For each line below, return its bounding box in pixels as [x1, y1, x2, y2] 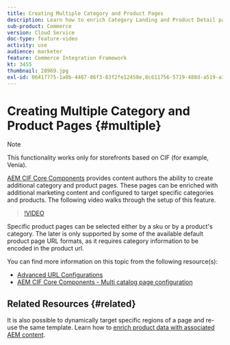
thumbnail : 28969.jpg [7, 67, 69, 74]
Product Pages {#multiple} [7, 118, 162, 133]
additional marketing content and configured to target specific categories [7, 189, 214, 197]
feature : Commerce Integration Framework [7, 55, 127, 62]
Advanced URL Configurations [16, 271, 103, 279]
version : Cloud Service [7, 29, 75, 36]
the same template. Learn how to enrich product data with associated [18, 323, 215, 332]
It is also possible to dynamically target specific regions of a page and [7, 316, 205, 324]
